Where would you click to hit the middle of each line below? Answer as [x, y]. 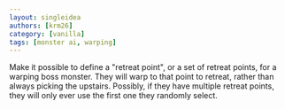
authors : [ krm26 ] [41, 26]
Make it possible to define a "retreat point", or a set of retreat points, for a [143, 67]
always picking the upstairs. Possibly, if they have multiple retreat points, [142, 86]
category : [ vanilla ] [47, 34]
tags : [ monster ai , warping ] [63, 42]
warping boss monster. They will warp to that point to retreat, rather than [142, 77]
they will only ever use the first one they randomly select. [114, 96]
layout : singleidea [45, 17]
